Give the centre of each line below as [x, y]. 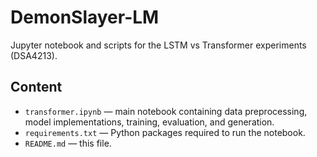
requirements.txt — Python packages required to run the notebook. [165, 132]
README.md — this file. [68, 143]
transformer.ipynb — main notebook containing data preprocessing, [166, 111]
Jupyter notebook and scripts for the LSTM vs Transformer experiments [158, 45]
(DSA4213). [34, 55]
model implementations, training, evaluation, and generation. [149, 122]
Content [36, 87]
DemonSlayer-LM [85, 17]
